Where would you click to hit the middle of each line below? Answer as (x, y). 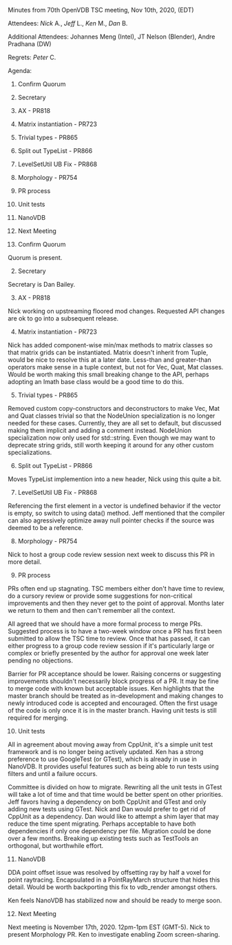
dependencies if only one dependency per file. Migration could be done (110, 831)
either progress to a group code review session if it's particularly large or (111, 646)
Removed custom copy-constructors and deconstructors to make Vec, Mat (114, 408)
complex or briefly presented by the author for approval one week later (108, 653)
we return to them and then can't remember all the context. (92, 610)
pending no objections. (40, 660)
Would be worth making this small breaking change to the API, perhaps (108, 374)
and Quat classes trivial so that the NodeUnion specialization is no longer (112, 416)
